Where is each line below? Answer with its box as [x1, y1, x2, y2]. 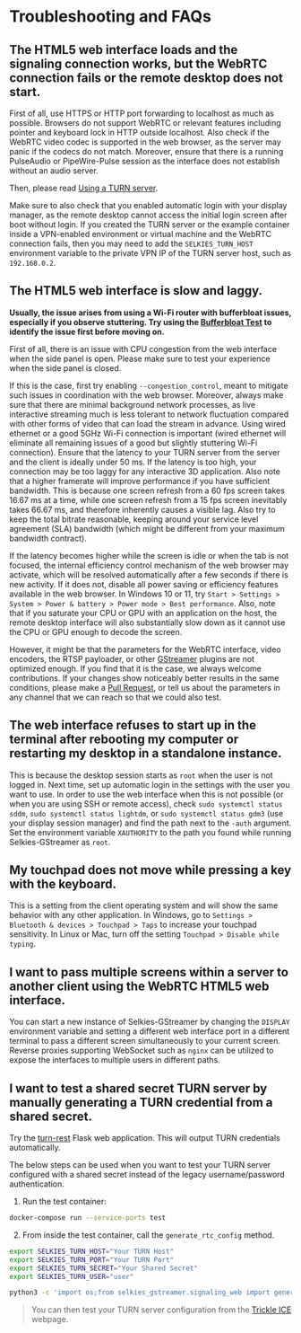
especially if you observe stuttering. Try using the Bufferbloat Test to [9, 316, 272, 327]
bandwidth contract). [9, 533, 87, 543]
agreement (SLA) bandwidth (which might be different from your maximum [9, 523, 285, 534]
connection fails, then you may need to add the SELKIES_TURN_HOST [9, 238, 254, 249]
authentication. [9, 1179, 65, 1189]
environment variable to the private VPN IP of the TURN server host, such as [9, 248, 291, 258]
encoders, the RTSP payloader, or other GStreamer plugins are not [9, 653, 255, 664]
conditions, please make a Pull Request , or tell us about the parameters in [9, 682, 280, 693]
